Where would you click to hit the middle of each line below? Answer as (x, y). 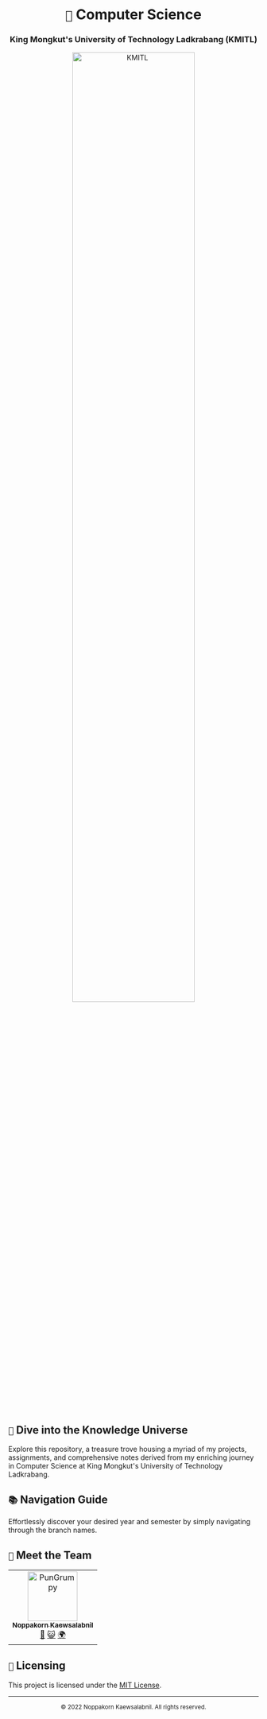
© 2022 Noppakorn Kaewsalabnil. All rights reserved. (133, 1707)
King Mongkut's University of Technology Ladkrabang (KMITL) (133, 40)
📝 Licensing (37, 1666)
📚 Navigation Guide (58, 1499)
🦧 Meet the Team (50, 1555)
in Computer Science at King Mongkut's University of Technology (116, 1466)
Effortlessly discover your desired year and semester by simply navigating (130, 1522)
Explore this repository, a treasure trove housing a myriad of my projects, (128, 1449)
